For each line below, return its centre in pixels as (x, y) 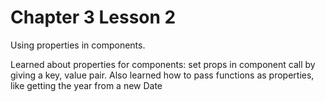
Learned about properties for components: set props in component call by (163, 64)
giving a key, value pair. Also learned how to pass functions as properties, (162, 75)
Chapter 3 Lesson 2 (93, 17)
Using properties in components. (78, 45)
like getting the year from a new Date (86, 85)
